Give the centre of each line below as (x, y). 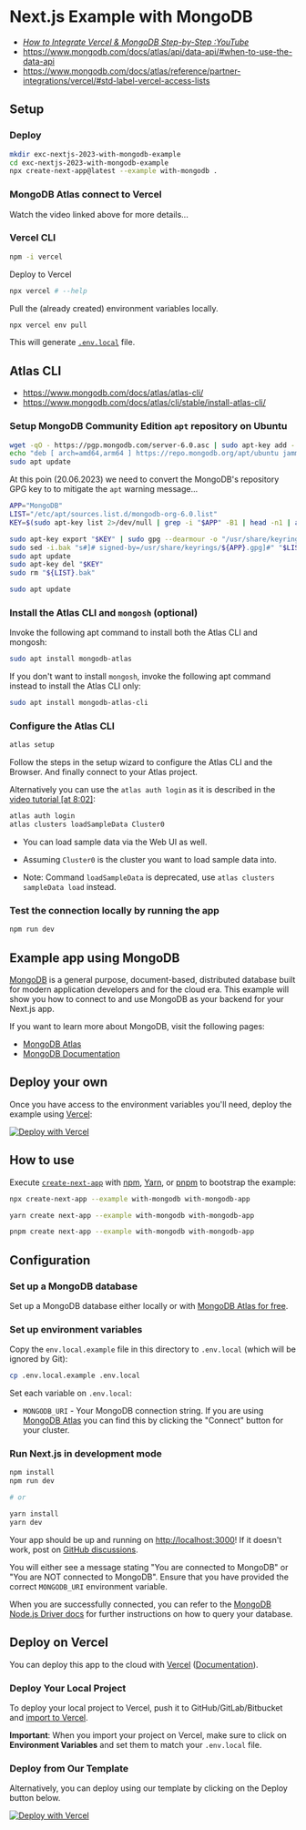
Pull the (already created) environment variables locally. (114, 308)
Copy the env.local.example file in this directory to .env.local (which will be (153, 1349)
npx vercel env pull (49, 325)
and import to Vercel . (49, 1717)
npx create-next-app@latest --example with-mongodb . (114, 171)
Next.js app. (32, 1009)
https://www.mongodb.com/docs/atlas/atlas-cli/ (113, 393)
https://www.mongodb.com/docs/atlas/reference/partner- (132, 71)
